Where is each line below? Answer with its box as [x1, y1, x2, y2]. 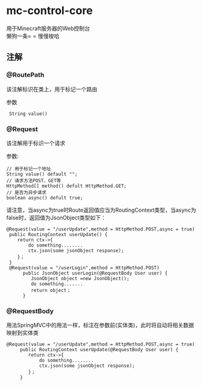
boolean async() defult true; [6, 195, 84, 201]
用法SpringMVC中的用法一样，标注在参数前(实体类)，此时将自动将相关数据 [6, 322, 194, 329]
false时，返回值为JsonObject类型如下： [6, 213, 107, 221]
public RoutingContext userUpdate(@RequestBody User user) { [20, 347, 179, 353]
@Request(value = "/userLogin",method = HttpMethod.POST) [9, 264, 160, 271]
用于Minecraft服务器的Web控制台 [6, 24, 90, 32]
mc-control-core [6, 4, 93, 18]
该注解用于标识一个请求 [6, 139, 65, 147]
